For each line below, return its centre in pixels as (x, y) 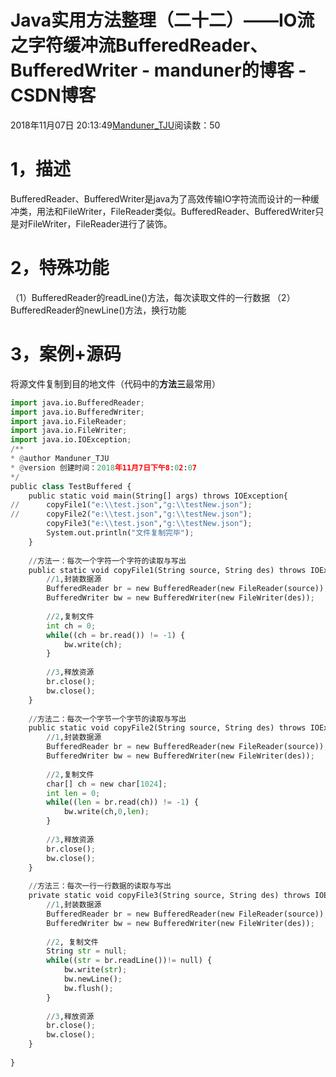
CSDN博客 (53, 95)
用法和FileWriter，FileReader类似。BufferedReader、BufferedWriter (176, 211)
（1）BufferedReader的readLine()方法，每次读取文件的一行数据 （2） (153, 297)
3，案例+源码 (66, 354)
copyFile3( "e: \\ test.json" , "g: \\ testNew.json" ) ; (149, 524)
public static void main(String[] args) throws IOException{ (158, 496)
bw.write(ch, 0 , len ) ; (106, 812)
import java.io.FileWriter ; (69, 431)
